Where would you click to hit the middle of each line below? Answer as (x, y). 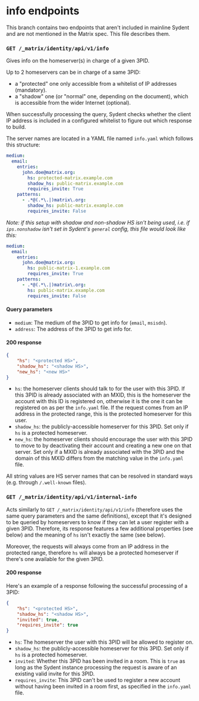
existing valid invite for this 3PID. (55, 674)
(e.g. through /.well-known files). (46, 482)
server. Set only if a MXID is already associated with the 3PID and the (99, 452)
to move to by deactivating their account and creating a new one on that (103, 445)
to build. (16, 127)
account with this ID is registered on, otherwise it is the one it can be (99, 401)
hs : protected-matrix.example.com (70, 178)
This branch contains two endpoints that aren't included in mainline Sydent (98, 27)
